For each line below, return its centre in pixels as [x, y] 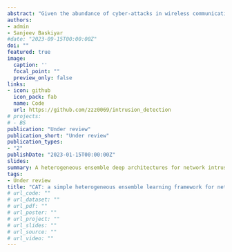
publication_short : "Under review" [58, 135]
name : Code [29, 104]
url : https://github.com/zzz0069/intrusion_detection [92, 110]
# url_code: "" [29, 193]
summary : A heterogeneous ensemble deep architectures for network [106, 167]
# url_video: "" [30, 238]
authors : [20, 20]
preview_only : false [43, 78]
